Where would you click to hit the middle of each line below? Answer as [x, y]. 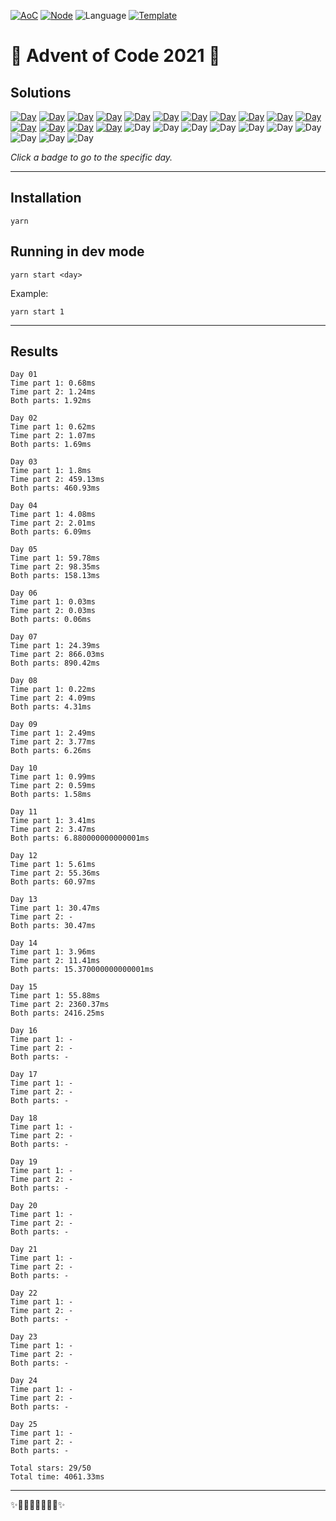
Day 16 [24, 1031]
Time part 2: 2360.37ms [60, 1005]
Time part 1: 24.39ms [55, 646]
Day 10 [24, 768]
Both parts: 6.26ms [51, 751]
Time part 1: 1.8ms [51, 471]
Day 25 [24, 1425]
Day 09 [24, 725]
